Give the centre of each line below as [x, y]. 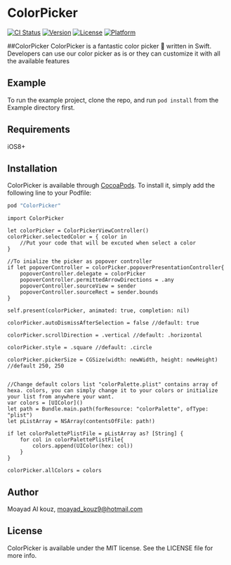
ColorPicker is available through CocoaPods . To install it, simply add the [111, 186]
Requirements [39, 130]
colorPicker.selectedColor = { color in [67, 237]
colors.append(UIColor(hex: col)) [83, 446]
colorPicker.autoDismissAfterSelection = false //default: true [103, 323]
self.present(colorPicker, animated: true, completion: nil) [99, 311]
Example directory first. [41, 108]
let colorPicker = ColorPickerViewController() [78, 231]
